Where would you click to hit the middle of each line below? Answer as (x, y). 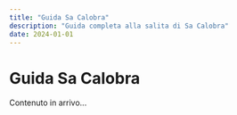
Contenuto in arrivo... (48, 103)
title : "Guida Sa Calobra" (59, 17)
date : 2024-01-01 (41, 34)
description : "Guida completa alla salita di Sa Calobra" (119, 26)
